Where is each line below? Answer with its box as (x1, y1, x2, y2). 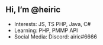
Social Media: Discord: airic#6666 (14, 33, 97, 40)
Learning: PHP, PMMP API (14, 27, 78, 34)
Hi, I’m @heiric (5, 5, 60, 15)
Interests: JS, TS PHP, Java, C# (14, 20, 91, 27)
